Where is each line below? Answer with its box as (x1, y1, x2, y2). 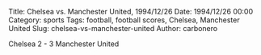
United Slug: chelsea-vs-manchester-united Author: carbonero (8, 24, 218, 33)
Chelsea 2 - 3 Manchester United (8, 39, 120, 49)
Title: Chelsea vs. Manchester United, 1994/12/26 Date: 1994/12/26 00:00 (8, 7, 254, 16)
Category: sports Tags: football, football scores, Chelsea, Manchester (8, 15, 240, 25)
